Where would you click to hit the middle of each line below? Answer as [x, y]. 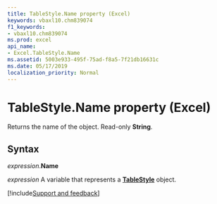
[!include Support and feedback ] [54, 193]
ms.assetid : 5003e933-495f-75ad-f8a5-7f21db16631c [83, 60]
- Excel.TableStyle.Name [44, 53]
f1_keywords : [26, 27]
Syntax [23, 149]
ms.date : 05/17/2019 [38, 66]
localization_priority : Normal [53, 72]
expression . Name [33, 166]
